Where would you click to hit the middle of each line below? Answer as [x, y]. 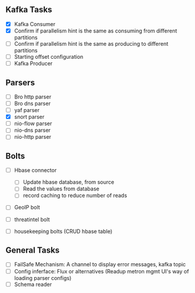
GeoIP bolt [27, 208]
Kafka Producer [33, 63]
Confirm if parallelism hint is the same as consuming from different [95, 31]
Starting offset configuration [49, 57]
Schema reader [33, 284]
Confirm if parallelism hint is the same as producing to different [91, 43]
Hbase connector [35, 170]
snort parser [29, 117]
